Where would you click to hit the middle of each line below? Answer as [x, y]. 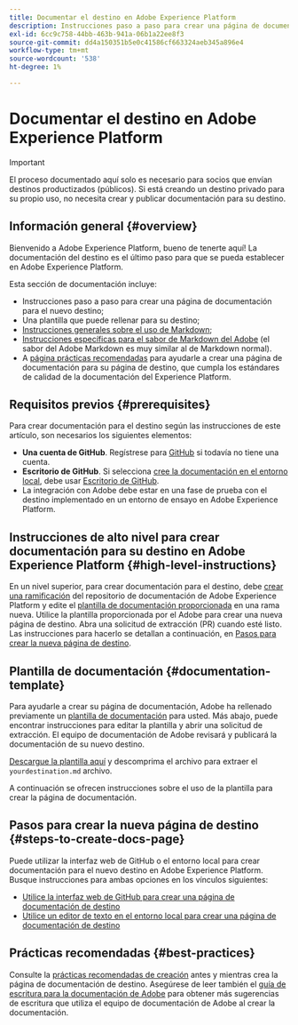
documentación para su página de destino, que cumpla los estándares [151, 367]
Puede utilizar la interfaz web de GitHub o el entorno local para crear [134, 861]
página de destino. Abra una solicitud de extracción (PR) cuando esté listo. [145, 624]
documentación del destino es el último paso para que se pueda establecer [147, 257]
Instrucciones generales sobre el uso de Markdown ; [117, 329]
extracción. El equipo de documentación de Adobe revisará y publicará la [143, 735]
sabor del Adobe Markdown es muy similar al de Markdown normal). [147, 348]
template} [37, 685]
